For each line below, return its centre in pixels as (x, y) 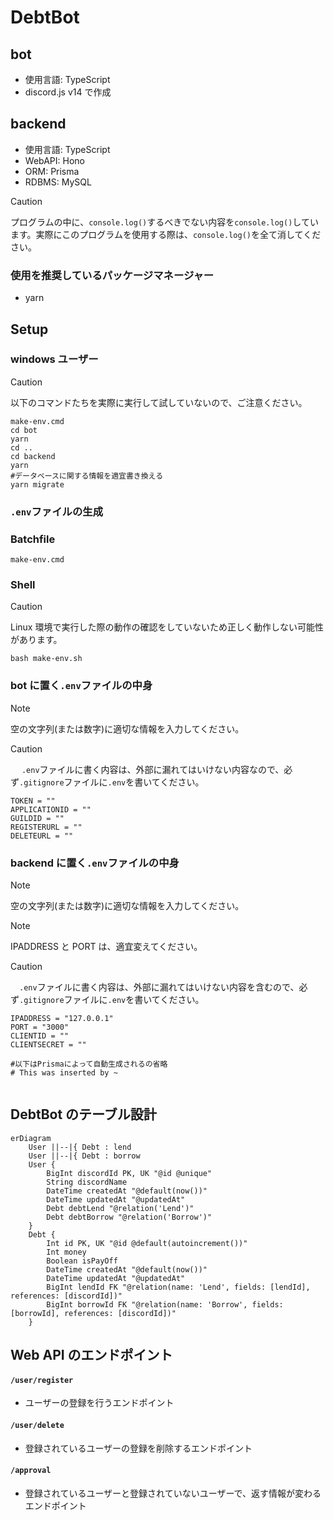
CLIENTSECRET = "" (48, 1044)
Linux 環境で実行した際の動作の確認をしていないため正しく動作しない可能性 (167, 627)
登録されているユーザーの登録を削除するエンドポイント (138, 1448)
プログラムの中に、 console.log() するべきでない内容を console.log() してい (164, 222)
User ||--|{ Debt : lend (80, 1147)
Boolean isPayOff (82, 1261)
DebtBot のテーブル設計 (83, 1114)
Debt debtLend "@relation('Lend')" (120, 1208)
